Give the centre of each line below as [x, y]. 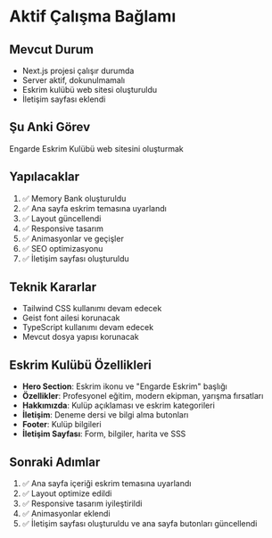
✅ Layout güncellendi [62, 218]
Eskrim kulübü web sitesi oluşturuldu [90, 90]
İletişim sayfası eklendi [64, 99]
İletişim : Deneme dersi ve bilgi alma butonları [105, 415]
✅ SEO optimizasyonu [62, 248]
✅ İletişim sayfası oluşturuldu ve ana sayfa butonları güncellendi [140, 524]
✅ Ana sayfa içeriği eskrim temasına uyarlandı [107, 484]
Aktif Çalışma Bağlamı [93, 17]
